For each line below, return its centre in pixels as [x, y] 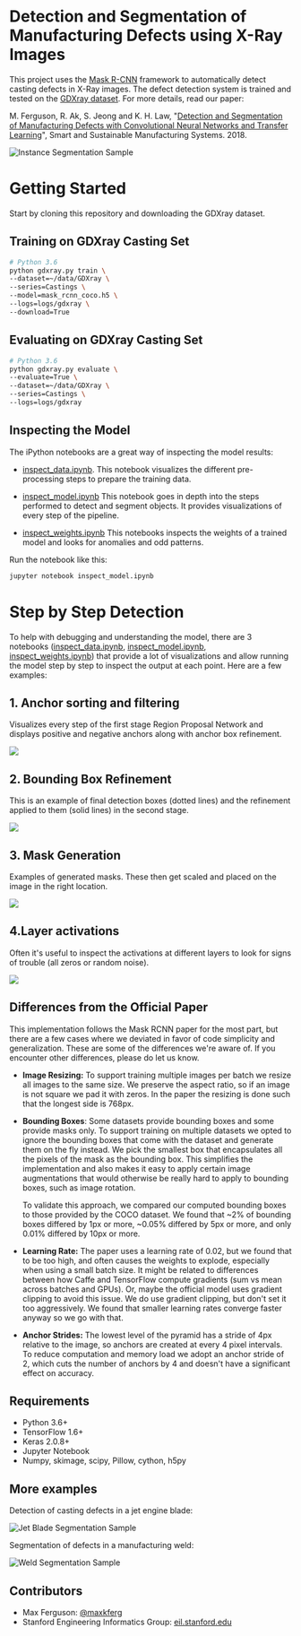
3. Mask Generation [65, 855]
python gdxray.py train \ [57, 271]
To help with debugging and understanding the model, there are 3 [131, 636]
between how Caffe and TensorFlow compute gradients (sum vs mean [152, 1279]
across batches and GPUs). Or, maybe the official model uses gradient [152, 1289]
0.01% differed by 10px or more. [81, 1233]
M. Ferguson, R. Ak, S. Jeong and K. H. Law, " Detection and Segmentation [146, 116]
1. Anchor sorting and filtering [95, 702]
